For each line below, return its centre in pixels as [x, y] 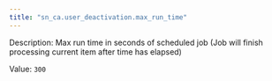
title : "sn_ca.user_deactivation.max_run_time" [98, 17]
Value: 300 [28, 69]
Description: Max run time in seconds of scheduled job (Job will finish [136, 42]
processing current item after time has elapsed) [96, 52]
